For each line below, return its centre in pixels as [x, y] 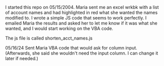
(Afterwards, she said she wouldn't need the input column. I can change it [82, 53]
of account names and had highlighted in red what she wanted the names [81, 12]
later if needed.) [22, 58]
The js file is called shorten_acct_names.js [49, 38]
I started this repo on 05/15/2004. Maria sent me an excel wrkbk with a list [82, 7]
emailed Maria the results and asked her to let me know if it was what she [81, 23]
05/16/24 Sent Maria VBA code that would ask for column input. [71, 48]
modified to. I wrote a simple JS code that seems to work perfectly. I [76, 18]
